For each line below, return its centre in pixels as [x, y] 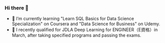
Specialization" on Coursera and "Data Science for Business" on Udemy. [86, 24]
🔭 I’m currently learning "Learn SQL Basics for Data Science [73, 19]
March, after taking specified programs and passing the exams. [77, 35]
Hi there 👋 [17, 8]
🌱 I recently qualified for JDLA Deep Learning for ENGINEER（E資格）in [85, 30]
